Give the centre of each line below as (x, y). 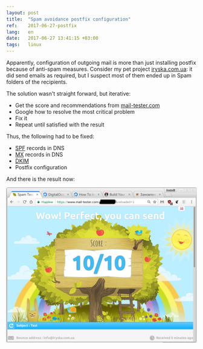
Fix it (21, 118)
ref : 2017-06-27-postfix (42, 25)
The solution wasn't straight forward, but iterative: (69, 93)
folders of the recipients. (37, 82)
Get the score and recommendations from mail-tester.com (87, 105)
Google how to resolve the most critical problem (75, 112)
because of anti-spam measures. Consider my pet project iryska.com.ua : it (99, 69)
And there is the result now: (41, 179)
